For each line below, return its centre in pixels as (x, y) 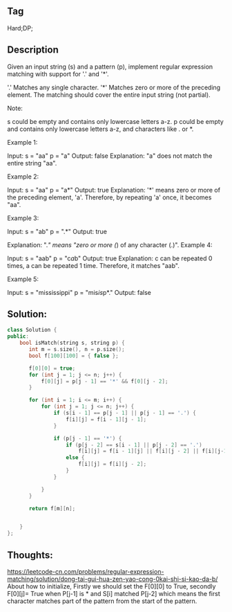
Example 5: (23, 279)
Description (33, 50)
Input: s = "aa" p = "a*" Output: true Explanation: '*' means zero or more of (114, 190)
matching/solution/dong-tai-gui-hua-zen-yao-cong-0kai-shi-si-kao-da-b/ (113, 579)
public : (18, 336)
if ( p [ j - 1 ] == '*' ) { (88, 438)
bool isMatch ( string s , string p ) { (72, 343)
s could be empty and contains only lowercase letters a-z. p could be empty (116, 121)
